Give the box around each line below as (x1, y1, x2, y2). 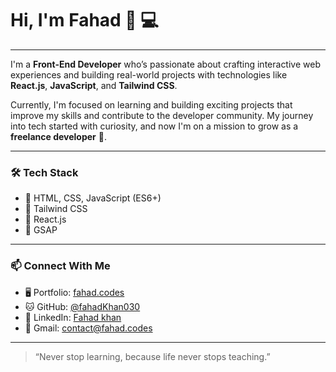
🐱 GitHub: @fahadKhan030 (24, 300, 141, 312)
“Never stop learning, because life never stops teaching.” (34, 350, 271, 362)
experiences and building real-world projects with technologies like (10, 68, 288, 81)
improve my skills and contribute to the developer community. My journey (10, 109, 314, 121)
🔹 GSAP (24, 224, 58, 236)
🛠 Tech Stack (10, 165, 79, 179)
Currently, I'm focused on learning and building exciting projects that (10, 98, 293, 111)
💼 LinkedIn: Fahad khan (24, 311, 122, 323)
